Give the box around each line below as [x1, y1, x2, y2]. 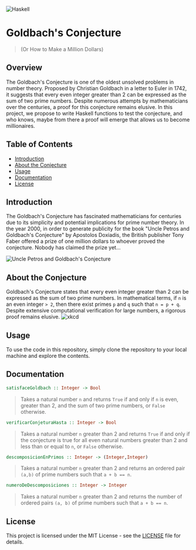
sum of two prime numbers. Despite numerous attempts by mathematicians [6, 97, 188, 104]
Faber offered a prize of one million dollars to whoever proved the [6, 238, 165, 245]
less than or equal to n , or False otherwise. [20, 443, 124, 450]
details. [6, 538, 24, 545]
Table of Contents [6, 139, 73, 150]
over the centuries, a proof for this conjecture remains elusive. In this [6, 103, 173, 110]
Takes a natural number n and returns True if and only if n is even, [20, 396, 179, 403]
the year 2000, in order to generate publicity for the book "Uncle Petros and [6, 225, 190, 232]
